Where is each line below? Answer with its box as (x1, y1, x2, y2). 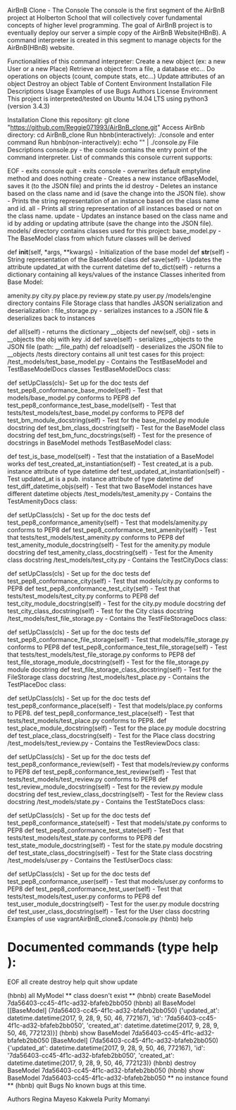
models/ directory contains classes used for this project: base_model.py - (7, 227, 221, 235)
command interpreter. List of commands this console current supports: (7, 153, 213, 161)
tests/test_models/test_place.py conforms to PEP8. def (7, 717, 167, 724)
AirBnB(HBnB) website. (7, 44, 75, 51)
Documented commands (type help (7, 939, 218, 956)
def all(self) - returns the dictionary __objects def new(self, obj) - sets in (7, 328, 216, 335)
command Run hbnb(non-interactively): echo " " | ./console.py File (7, 138, 199, 147)
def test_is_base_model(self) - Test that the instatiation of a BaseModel (7, 452, 214, 460)
